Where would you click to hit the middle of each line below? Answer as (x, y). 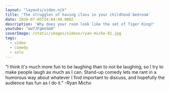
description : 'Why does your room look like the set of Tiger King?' (80, 24)
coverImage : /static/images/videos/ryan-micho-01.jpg (63, 33)
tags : (11, 38)
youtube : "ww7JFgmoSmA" (30, 29)
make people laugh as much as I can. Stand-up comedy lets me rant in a (81, 72)
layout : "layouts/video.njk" (36, 10)
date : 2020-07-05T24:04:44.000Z (39, 19)
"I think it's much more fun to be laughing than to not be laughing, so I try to (84, 67)
